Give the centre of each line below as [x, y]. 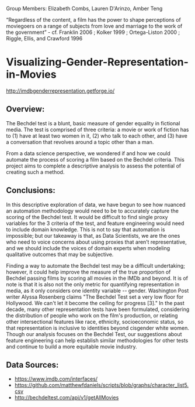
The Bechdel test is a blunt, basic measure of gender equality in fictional [93, 123]
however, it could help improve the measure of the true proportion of [88, 272]
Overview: [25, 109]
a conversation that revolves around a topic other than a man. [80, 142]
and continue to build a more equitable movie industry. [72, 346]
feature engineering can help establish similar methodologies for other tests [97, 340]
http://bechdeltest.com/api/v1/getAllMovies [67, 398]
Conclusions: [31, 191]
